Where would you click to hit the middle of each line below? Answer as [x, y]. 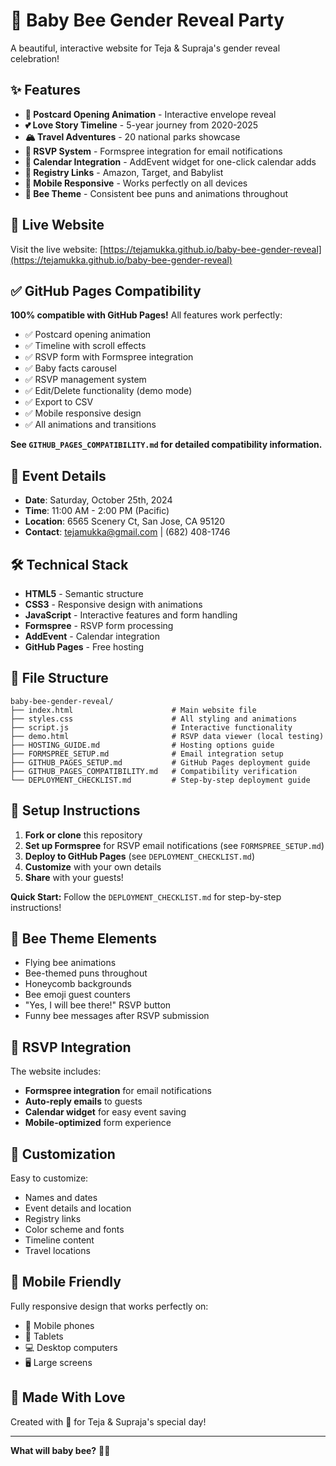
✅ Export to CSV [59, 402]
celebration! [35, 58]
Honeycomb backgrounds [78, 984]
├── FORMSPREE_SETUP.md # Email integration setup [147, 754]
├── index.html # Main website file [133, 710]
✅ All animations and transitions [90, 425]
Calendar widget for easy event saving [105, 1112]
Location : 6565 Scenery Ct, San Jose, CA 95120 [125, 521]
